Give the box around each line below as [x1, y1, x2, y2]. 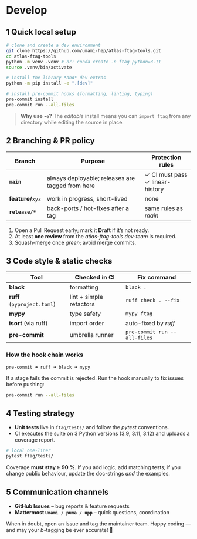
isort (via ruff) [9, 319, 48, 328]
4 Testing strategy [6, 408, 75, 418]
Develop [6, 4, 47, 17]
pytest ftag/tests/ [6, 453, 54, 459]
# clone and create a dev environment [6, 42, 101, 48]
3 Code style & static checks [6, 256, 113, 266]
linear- [151, 177, 171, 186]
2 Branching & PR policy [6, 136, 95, 146]
